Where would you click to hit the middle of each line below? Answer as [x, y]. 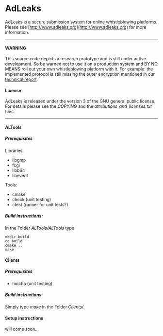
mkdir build [17, 237]
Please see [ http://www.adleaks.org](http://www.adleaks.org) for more [76, 27]
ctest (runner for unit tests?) [40, 204]
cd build [14, 241]
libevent [20, 175]
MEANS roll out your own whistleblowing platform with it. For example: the [79, 69]
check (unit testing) [32, 199]
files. [10, 112]
